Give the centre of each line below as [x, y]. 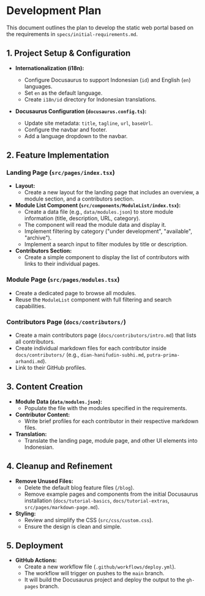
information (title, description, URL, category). [82, 218]
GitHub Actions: [36, 561]
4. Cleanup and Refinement [60, 466]
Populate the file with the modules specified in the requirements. [106, 408]
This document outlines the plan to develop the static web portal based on [100, 28]
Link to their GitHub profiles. [51, 368]
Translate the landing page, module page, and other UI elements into [111, 440]
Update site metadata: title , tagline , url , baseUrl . [88, 123]
